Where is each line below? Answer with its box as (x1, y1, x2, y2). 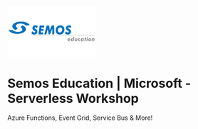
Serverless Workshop (7, 90, 139, 106)
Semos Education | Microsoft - (7, 75, 192, 91)
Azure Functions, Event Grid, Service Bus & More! (7, 113, 153, 122)
